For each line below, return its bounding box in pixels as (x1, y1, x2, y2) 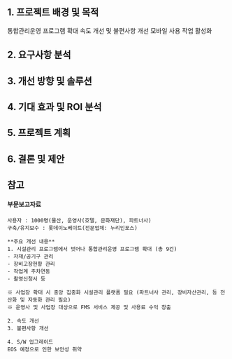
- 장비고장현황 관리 (7, 261, 55, 268)
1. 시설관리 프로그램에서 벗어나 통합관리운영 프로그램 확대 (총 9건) (7, 245, 177, 253)
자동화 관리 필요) (27, 297, 71, 304)
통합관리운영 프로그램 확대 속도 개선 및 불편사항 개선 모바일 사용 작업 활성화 (7, 26, 212, 34)
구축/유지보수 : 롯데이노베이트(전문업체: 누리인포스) (7, 224, 138, 232)
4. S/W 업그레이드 (7, 339, 54, 346)
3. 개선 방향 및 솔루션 (7, 75, 92, 87)
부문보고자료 (7, 200, 42, 208)
